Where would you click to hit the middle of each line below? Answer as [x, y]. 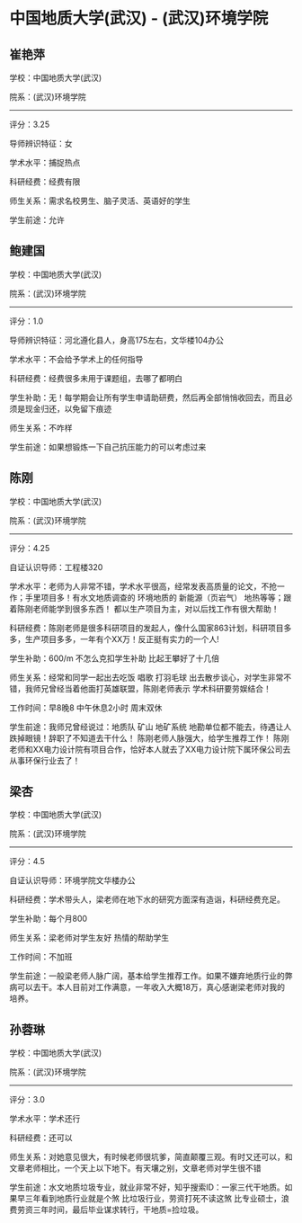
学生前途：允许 [37, 220]
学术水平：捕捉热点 [45, 162]
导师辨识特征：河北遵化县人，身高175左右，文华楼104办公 [117, 340]
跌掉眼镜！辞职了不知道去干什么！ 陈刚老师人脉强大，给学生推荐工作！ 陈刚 [149, 737]
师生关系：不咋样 [41, 427]
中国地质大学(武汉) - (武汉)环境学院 [139, 18]
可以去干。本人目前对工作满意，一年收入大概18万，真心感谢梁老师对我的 [151, 987]
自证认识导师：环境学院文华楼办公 [72, 880]
